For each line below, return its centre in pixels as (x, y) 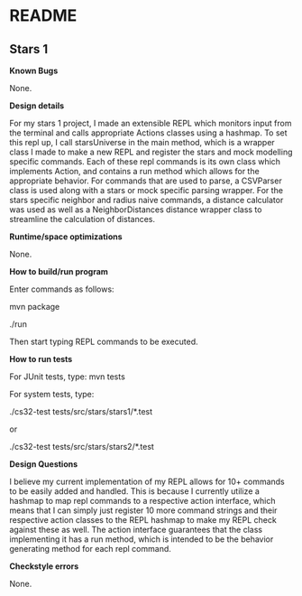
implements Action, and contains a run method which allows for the (134, 171)
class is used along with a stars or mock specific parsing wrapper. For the (146, 190)
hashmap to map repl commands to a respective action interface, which (143, 501)
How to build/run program (59, 271)
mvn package (35, 307)
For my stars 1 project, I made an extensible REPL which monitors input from (151, 123)
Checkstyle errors (44, 566)
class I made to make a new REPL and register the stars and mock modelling (151, 152)
